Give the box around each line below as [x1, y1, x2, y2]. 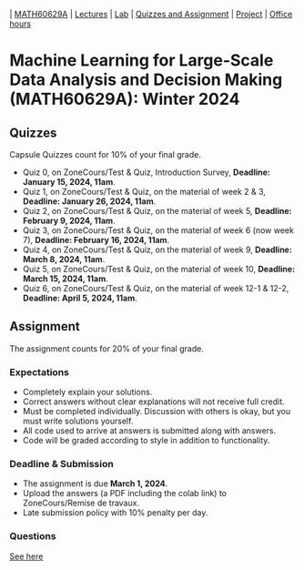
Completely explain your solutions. [22, 387, 153, 398]
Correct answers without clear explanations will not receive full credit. [22, 396, 285, 407]
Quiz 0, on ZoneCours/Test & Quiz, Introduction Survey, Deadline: [22, 167, 270, 178]
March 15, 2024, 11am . [22, 273, 109, 284]
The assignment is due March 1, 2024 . [22, 478, 168, 489]
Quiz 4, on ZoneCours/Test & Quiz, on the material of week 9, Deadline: [22, 244, 293, 255]
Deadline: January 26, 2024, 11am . [22, 196, 157, 207]
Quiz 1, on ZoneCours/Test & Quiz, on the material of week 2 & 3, [22, 187, 267, 197]
